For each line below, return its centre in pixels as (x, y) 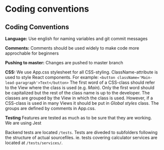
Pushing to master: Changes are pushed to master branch (64, 63)
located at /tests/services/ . (34, 143)
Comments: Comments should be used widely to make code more (72, 48)
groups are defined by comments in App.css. (50, 108)
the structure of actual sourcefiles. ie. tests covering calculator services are (81, 138)
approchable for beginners (32, 53)
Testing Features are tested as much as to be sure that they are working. (79, 118)
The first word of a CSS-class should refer (112, 82)
